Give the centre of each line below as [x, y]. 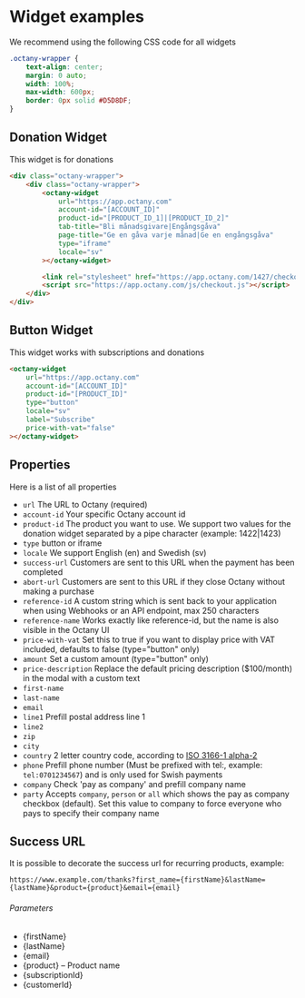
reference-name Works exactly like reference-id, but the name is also [151, 620]
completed [43, 572]
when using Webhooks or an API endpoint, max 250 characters [141, 610]
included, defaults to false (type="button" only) [111, 649]
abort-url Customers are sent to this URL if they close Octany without [154, 581]
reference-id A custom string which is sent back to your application [149, 600]
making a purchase [59, 591]
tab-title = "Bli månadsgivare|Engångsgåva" [139, 227]
